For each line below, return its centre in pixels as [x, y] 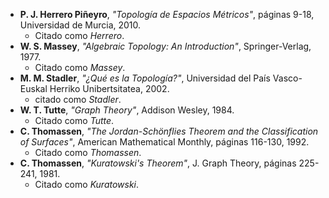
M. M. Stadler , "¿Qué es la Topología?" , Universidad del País [145, 78]
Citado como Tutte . [74, 120]
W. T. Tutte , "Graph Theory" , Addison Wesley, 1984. [127, 110]
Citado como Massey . [80, 67]
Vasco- [287, 78]
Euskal [33, 88]
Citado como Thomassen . [88, 152]
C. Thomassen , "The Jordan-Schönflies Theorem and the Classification [169, 131]
